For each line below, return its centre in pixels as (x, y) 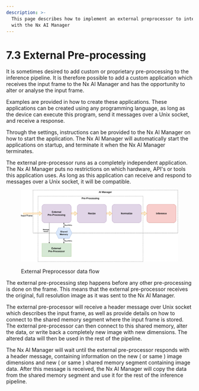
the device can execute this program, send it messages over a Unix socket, (98, 115)
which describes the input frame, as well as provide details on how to (91, 313)
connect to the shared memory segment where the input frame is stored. (95, 319)
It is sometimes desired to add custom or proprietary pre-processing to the (97, 72)
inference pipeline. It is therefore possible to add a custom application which (99, 78)
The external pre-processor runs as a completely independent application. (97, 163)
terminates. (20, 151)
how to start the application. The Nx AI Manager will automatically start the (97, 139)
